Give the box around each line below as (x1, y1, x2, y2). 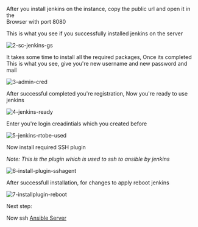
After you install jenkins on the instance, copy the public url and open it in (6, 5, 191, 12)
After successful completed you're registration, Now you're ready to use (6, 90, 188, 97)
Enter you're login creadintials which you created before (6, 120, 147, 127)
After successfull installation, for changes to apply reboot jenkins (6, 179, 169, 186)
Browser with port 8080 (6, 18, 66, 25)
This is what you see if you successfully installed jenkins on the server (6, 30, 183, 37)
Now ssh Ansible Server (6, 214, 67, 222)
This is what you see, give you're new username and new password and (6, 60, 188, 67)
